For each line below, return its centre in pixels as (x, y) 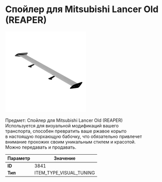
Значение (65, 158)
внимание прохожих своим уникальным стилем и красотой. (71, 142)
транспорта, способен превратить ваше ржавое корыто (66, 131)
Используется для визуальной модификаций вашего (62, 125)
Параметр (19, 158)
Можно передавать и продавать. (41, 147)
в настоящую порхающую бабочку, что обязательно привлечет (74, 136)
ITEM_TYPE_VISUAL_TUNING (65, 172)
